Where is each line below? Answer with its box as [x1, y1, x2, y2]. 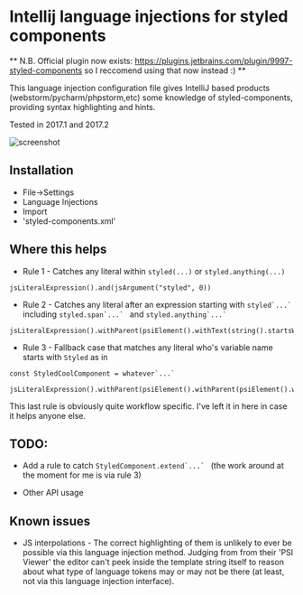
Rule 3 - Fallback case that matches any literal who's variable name [22, 341, 273, 353]
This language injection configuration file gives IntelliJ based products [9, 82, 271, 93]
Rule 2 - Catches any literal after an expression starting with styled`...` [22, 299, 292, 310]
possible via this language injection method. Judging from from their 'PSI [22, 547, 294, 558]
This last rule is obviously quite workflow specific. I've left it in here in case [9, 400, 288, 412]
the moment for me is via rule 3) [22, 469, 142, 480]
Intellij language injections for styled [9, 6, 289, 27]
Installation [9, 163, 74, 178]
